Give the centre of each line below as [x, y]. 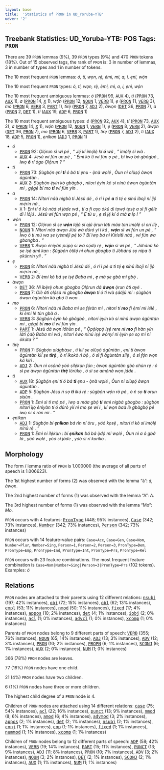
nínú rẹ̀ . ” [29, 428]
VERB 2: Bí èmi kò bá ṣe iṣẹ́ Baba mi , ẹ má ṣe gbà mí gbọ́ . [79, 277]
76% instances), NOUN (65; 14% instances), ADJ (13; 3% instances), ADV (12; [82, 638]
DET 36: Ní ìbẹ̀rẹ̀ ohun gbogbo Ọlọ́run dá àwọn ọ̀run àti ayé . [81, 287]
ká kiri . [27, 360]
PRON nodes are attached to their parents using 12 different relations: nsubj [81, 597]
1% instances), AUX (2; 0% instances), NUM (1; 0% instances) [66, 649]
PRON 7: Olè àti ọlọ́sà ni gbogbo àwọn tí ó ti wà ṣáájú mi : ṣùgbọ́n [85, 292]
